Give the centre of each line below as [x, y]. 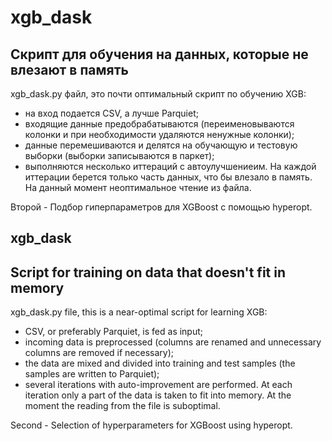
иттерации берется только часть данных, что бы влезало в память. [168, 177]
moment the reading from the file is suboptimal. [122, 406]
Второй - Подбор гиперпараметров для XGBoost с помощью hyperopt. [161, 207]
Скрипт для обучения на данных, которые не [159, 54]
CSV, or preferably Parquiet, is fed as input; [114, 332]
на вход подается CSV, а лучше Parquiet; [111, 113]
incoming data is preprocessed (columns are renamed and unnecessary [173, 342]
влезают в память [69, 69]
